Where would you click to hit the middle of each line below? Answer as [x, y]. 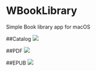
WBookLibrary [42, 11]
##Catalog [19, 38]
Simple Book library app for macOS [48, 27]
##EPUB [16, 63]
